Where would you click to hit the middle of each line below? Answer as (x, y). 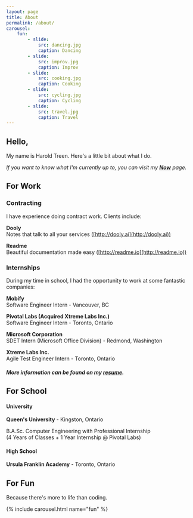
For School (27, 391)
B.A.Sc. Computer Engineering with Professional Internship (78, 431)
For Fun (20, 483)
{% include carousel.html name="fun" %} (57, 509)
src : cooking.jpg (60, 78)
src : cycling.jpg (60, 95)
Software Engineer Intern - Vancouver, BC (57, 305)
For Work (24, 186)
